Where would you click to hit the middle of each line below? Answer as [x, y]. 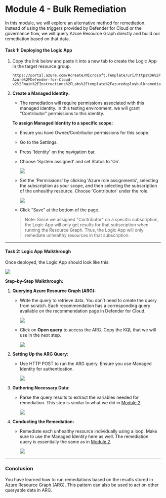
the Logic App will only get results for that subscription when [86, 225]
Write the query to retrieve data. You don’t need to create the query [88, 301]
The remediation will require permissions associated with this [82, 103]
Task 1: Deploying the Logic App [39, 50]
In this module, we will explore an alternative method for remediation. [75, 23]
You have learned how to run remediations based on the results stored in [79, 479]
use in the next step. [41, 335]
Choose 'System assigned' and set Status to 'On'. [70, 162]
